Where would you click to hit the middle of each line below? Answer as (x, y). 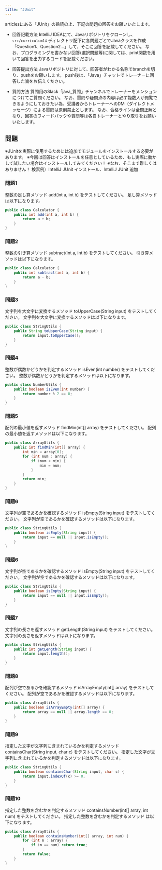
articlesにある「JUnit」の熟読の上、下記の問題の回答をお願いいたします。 (79, 24)
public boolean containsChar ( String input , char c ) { (69, 772)
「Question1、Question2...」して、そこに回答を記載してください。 (78, 46)
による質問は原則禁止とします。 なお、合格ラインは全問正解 (93, 109)
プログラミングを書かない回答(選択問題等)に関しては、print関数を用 (88, 52)
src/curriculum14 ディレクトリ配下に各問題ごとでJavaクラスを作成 (79, 40)
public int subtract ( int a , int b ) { (52, 273)
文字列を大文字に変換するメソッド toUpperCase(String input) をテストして (79, 311)
